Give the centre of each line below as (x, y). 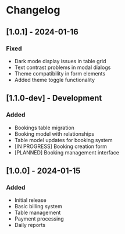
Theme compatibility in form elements (60, 73)
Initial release (30, 200)
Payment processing (39, 219)
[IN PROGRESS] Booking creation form (61, 146)
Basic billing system (38, 207)
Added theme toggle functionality (54, 80)
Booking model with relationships (54, 134)
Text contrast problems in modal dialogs (63, 67)
